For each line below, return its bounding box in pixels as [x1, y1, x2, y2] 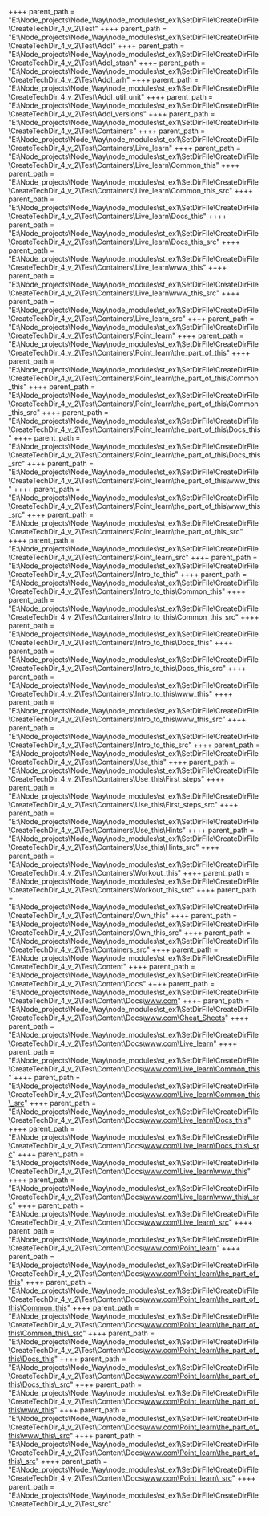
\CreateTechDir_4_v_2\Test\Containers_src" [8, 945, 151, 954]
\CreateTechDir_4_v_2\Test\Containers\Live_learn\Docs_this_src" [8, 237, 220, 246]
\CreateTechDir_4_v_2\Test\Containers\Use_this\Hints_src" [8, 843, 199, 851]
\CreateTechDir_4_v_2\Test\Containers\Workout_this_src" [8, 885, 195, 894]
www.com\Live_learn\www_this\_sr [143, 1192, 259, 1201]
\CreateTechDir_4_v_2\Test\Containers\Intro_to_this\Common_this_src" [8, 612, 239, 621]
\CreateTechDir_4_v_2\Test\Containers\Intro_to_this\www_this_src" [8, 714, 226, 724]
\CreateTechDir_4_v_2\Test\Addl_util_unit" [8, 92, 145, 101]
